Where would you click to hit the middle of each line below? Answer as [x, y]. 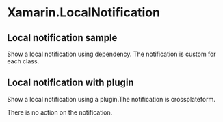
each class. [23, 61]
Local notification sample [62, 38]
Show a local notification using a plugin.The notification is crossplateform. [111, 99]
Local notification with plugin [71, 83]
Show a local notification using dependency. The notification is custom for [112, 54]
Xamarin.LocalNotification [84, 13]
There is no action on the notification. [60, 112]
